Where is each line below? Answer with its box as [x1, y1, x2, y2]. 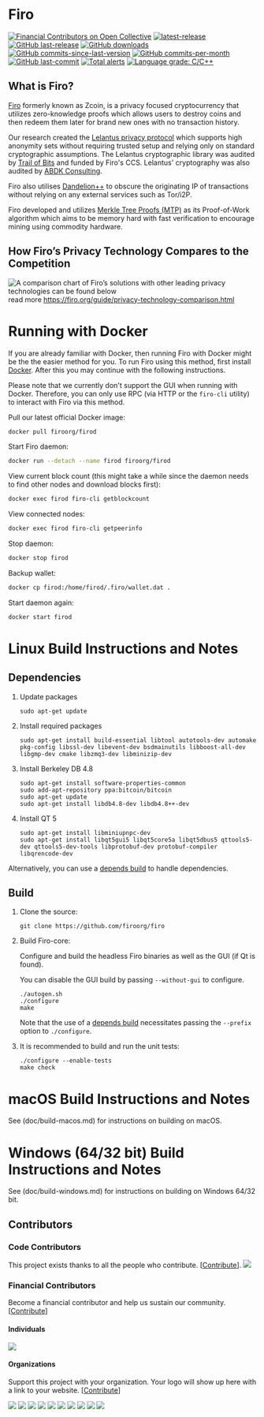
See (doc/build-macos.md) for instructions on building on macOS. [8, 1116, 222, 1125]
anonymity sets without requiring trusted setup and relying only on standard [8, 140, 255, 151]
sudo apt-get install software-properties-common [19, 779, 187, 787]
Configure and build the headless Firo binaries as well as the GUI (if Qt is [19, 952, 256, 961]
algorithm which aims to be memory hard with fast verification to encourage [8, 213, 255, 222]
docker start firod [8, 613, 73, 621]
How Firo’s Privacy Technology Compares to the [8, 244, 250, 258]
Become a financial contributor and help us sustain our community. [8, 1298, 226, 1307]
